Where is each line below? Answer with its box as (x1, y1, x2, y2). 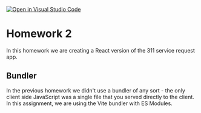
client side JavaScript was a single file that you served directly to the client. (6, 93, 195, 100)
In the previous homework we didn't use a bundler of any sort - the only (6, 86, 186, 94)
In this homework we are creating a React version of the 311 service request (6, 47, 196, 54)
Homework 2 (6, 27, 72, 40)
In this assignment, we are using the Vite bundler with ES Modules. (6, 100, 173, 107)
